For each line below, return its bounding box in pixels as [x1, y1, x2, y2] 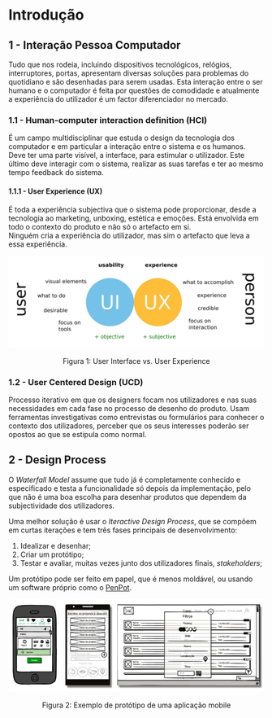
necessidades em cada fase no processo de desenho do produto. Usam [8, 403, 250, 413]
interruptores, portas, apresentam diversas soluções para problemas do [8, 68, 249, 78]
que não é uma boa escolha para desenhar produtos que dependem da [8, 492, 247, 501]
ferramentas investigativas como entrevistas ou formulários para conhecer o [8, 412, 265, 422]
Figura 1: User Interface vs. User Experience [62, 356, 211, 366]
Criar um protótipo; [19, 549, 84, 559]
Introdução [8, 6, 84, 24]
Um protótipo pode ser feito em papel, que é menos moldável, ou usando [8, 574, 253, 584]
